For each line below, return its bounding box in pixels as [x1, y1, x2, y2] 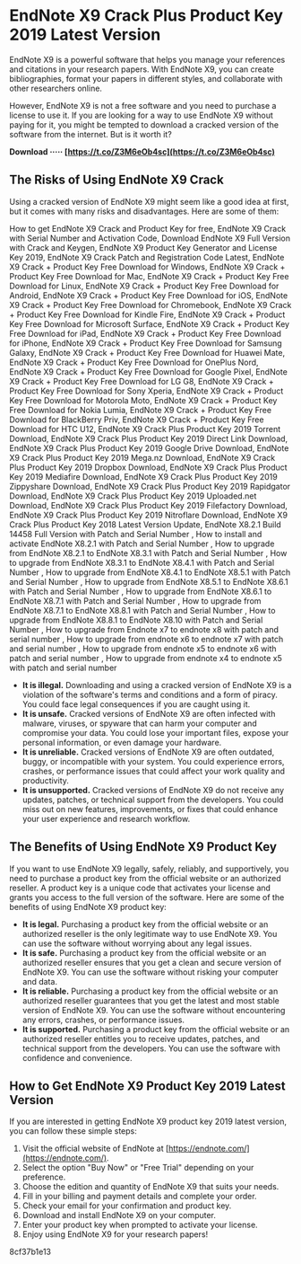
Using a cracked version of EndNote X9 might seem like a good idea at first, [9, 196, 289, 207]
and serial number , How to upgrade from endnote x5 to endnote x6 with [9, 643, 277, 654]
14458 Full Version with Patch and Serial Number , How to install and [9, 528, 262, 539]
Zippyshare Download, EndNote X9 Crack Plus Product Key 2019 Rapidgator [9, 481, 291, 491]
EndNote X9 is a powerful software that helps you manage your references [9, 54, 286, 65]
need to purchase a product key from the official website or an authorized [9, 872, 281, 883]
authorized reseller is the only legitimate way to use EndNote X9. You [21, 928, 278, 939]
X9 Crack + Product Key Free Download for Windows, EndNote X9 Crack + [9, 261, 286, 272]
